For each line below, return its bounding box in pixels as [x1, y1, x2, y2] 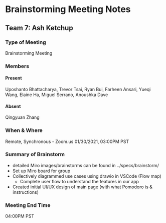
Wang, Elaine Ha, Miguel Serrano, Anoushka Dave [5, 92, 108, 98]
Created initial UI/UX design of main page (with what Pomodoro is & [12, 184, 153, 190]
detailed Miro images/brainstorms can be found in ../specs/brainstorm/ [12, 162, 159, 168]
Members [5, 62, 29, 69]
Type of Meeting [5, 39, 46, 46]
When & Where [5, 127, 43, 134]
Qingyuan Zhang [5, 114, 40, 120]
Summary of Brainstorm [5, 151, 65, 158]
